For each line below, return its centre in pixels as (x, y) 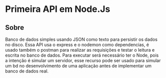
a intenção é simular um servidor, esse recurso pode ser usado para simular (83, 60)
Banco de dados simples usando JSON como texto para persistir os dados (81, 39)
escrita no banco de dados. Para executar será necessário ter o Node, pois (82, 55)
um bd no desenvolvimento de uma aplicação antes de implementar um (78, 66)
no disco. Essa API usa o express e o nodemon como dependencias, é (77, 45)
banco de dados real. (27, 71)
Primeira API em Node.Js (58, 9)
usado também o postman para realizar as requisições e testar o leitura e (80, 50)
